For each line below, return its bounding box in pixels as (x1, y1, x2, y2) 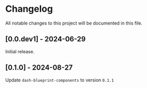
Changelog (5, 3, 53, 15)
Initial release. (5, 48, 35, 54)
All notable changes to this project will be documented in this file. (5, 20, 143, 26)
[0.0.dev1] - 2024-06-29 (5, 35, 86, 43)
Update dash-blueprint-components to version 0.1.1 (5, 77, 114, 83)
